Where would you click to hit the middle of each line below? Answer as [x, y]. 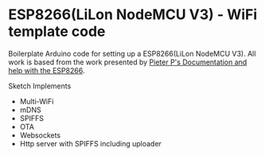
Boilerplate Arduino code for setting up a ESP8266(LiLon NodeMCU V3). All [132, 53]
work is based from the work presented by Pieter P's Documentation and [128, 62]
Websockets [40, 135]
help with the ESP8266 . [47, 70]
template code [57, 31]
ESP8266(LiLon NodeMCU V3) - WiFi [133, 15]
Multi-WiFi [37, 101]
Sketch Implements [40, 86]
